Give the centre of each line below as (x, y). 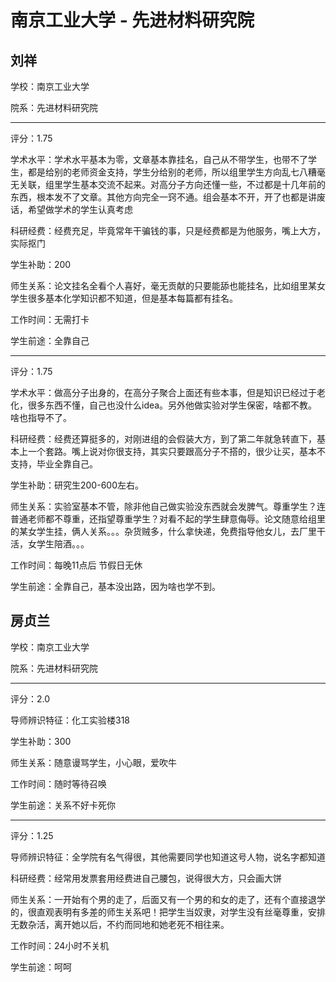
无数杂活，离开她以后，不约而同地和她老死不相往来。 (120, 924)
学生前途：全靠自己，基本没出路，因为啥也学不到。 (115, 586)
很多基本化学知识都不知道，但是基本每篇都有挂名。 (132, 298)
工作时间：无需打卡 (50, 319)
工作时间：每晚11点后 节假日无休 (76, 565)
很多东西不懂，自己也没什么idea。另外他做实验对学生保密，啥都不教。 (172, 405)
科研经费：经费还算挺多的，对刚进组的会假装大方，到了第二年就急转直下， (163, 439)
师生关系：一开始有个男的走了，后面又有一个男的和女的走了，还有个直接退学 (168, 899)
